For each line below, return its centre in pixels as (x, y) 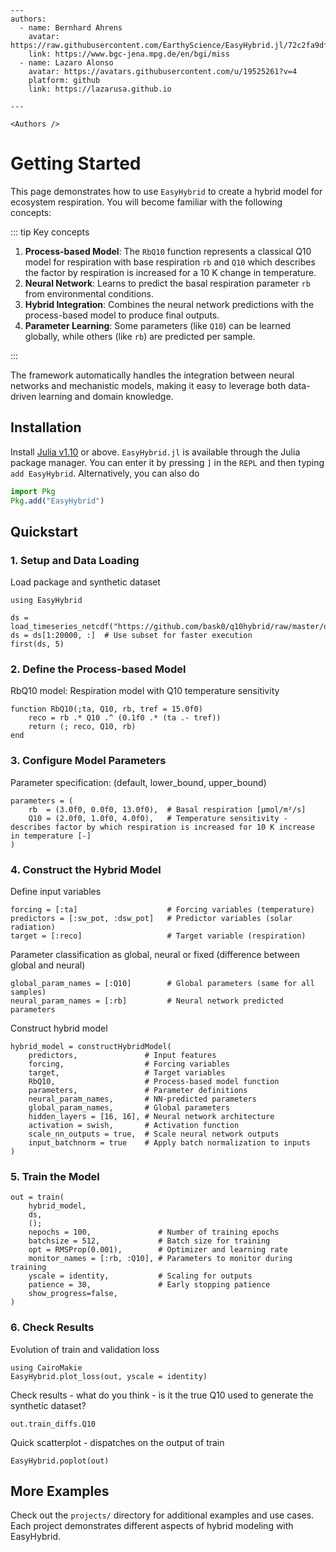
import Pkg (33, 491)
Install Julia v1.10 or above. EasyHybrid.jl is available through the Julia (155, 452)
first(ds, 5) (37, 644)
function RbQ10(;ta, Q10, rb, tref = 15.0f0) (106, 709)
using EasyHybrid (46, 601)
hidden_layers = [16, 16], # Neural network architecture (151, 1117)
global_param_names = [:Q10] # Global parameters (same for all (162, 984)
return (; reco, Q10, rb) (82, 727)
